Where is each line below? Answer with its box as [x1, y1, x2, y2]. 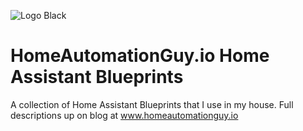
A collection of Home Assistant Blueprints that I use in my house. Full [10, 98, 294, 110]
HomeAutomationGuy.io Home [10, 45, 270, 67]
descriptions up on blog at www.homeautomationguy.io [10, 109, 239, 121]
